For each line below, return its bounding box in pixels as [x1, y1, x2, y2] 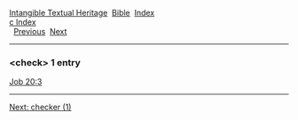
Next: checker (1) [9, 101, 72, 113]
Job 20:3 [9, 77, 43, 87]
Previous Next [12, 26, 67, 36]
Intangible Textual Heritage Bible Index [9, 8, 155, 18]
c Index [9, 17, 37, 27]
